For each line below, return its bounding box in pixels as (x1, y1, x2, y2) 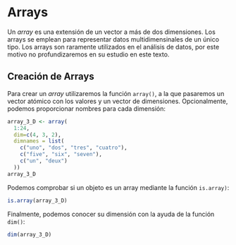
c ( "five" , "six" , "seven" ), (20, 151, 102, 158)
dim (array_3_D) (7, 231, 52, 238)
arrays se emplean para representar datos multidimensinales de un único (7, 35, 220, 43)
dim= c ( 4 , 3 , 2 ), (13, 131, 61, 138)
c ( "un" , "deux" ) (20, 157, 68, 165)
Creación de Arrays (7, 71, 95, 83)
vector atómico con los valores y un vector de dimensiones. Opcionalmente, (7, 97, 228, 105)
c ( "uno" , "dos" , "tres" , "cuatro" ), (20, 144, 128, 152)
